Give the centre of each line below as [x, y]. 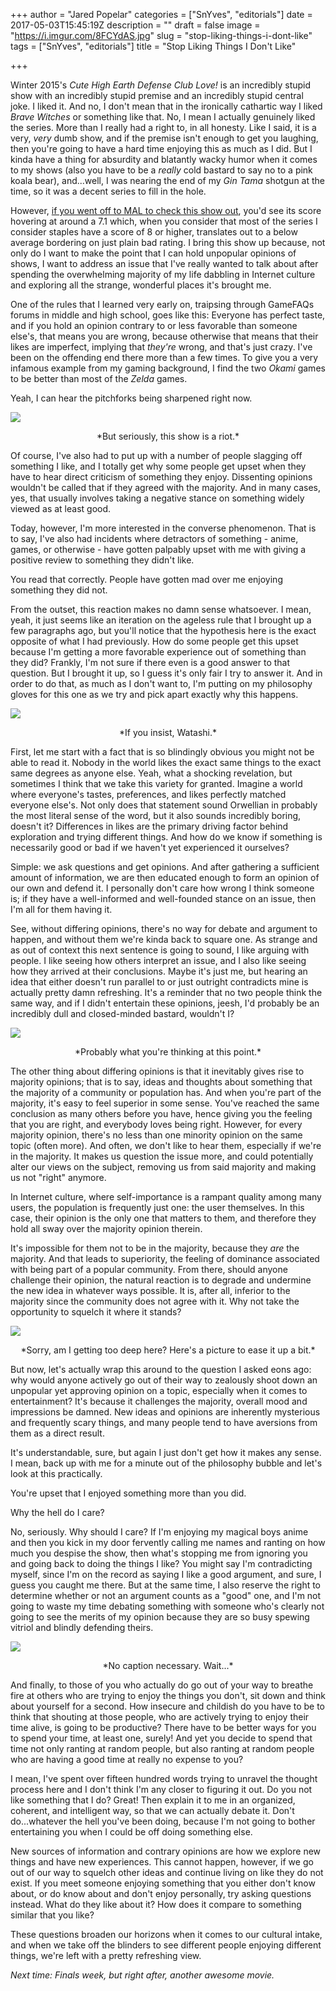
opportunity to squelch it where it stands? [96, 1312]
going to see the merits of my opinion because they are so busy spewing [160, 1617]
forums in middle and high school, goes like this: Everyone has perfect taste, [168, 315]
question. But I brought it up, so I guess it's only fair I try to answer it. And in [166, 673]
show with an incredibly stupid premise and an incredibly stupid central [157, 95]
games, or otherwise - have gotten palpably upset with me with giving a [158, 549]
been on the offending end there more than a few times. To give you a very [164, 357]
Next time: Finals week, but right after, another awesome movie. [142, 1975]
